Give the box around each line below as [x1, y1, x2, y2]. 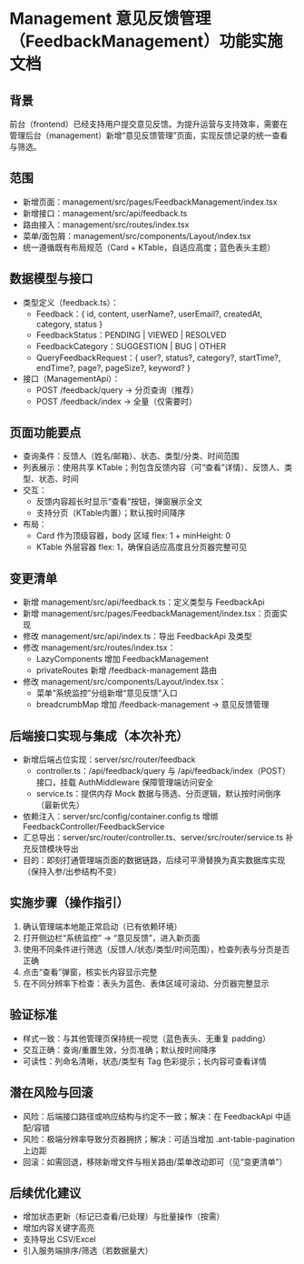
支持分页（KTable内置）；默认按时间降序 [35, 507, 186, 518]
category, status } [35, 318, 103, 329]
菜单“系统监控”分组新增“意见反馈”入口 [35, 687, 179, 698]
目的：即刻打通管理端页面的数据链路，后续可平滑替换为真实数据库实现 [22, 855, 286, 866]
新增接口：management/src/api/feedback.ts [22, 207, 188, 218]
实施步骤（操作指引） [9, 895, 129, 910]
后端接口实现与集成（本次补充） [9, 728, 189, 744]
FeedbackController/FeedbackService [22, 821, 165, 832]
